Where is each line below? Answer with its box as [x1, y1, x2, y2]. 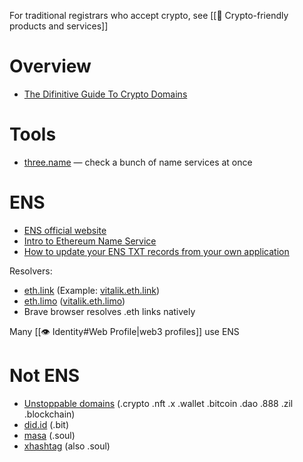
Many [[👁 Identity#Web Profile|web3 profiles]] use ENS [9, 325, 240, 337]
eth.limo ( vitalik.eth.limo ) [23, 295, 126, 307]
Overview [9, 55, 92, 78]
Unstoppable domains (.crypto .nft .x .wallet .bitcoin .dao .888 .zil [23, 397, 294, 409]
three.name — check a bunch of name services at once [23, 156, 253, 168]
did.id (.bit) [23, 418, 70, 430]
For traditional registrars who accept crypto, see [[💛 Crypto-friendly [9, 10, 289, 21]
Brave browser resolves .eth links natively [23, 305, 196, 317]
